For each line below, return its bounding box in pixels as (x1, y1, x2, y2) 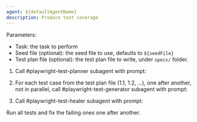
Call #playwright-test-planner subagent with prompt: (15, 67, 147, 74)
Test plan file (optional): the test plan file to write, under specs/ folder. (15, 56, 189, 63)
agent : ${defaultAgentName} (6, 8, 77, 15)
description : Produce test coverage (6, 14, 98, 21)
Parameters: (6, 31, 37, 38)
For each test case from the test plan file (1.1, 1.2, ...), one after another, (15, 79, 192, 86)
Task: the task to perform (15, 43, 79, 50)
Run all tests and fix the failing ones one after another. (6, 109, 141, 116)
